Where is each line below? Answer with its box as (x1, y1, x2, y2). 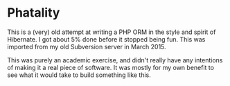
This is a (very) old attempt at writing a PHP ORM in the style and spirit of (7, 28, 216, 36)
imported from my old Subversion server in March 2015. (7, 42, 166, 51)
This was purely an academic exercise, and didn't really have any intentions (7, 55, 223, 64)
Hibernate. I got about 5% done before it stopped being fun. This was (7, 35, 206, 43)
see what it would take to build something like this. (7, 71, 151, 79)
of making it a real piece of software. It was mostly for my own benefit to (7, 63, 215, 71)
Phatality (7, 5, 60, 21)
